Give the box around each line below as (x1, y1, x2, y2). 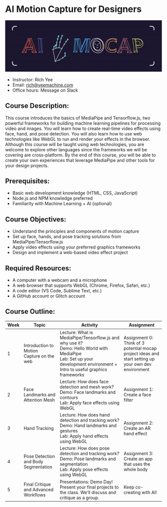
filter (123, 397, 133, 403)
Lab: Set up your (59, 356, 93, 362)
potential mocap (123, 345, 157, 351)
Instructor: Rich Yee (12, 76, 53, 83)
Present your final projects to (59, 484, 119, 490)
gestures (59, 428, 78, 434)
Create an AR (123, 425, 151, 431)
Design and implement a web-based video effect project (12, 250, 128, 255)
